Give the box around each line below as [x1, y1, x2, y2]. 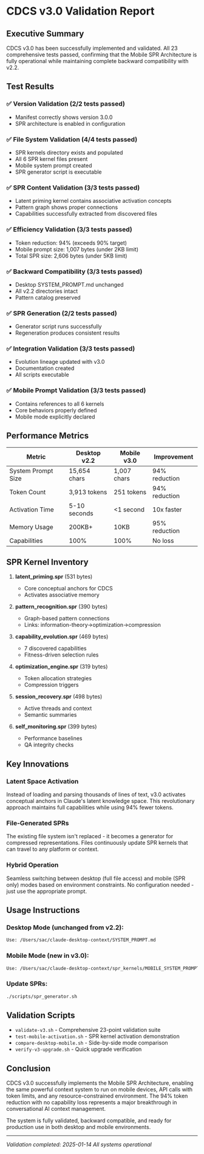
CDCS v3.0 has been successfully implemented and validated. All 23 [6, 44, 178, 52]
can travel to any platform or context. [6, 845, 99, 853]
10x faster [152, 505, 182, 514]
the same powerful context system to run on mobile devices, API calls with [6, 1086, 193, 1093]
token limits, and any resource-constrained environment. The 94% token [6, 1092, 188, 1100]
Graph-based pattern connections [24, 615, 110, 622]
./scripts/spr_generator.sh [6, 993, 78, 1000]
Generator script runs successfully [15, 323, 102, 330]
